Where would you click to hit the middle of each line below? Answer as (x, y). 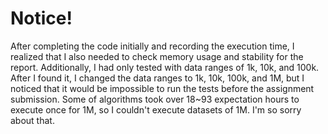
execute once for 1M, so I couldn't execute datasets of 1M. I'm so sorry (156, 109)
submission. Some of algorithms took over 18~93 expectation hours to (155, 99)
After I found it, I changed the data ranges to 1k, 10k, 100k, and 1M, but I (157, 78)
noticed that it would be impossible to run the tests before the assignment (162, 88)
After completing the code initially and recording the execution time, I (152, 46)
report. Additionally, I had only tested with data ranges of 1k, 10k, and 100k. (165, 67)
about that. (32, 120)
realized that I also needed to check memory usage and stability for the (157, 56)
